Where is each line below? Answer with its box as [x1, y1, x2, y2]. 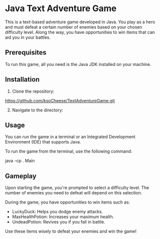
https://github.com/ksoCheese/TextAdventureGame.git [5, 97, 115, 103]
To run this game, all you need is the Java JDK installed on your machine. [5, 61, 152, 67]
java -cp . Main [5, 158, 35, 164]
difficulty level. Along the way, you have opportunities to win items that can [5, 29, 155, 35]
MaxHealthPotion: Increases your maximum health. [12, 214, 114, 220]
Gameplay [5, 172, 37, 180]
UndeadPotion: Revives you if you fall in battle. [12, 219, 106, 225]
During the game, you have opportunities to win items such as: [5, 199, 130, 205]
